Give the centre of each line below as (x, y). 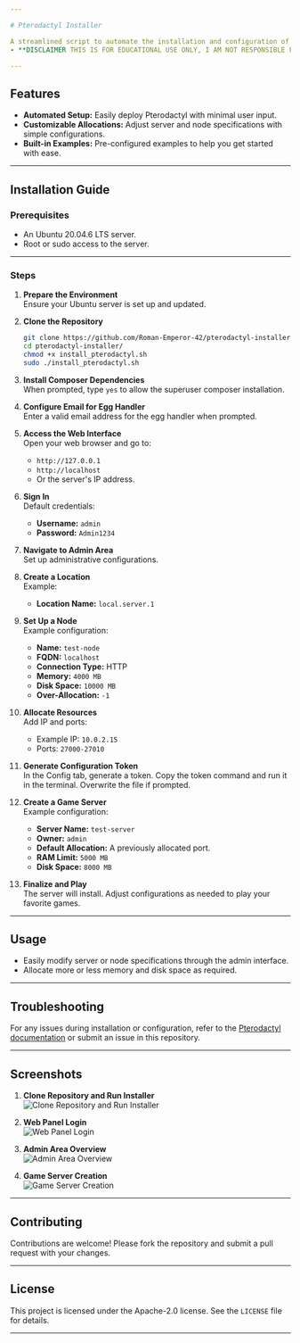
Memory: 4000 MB (69, 676)
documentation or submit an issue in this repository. (105, 1038)
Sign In (36, 496)
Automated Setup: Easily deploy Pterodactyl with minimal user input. (150, 115)
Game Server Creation (65, 1176)
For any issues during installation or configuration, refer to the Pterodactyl (146, 1028)
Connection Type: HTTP (82, 667)
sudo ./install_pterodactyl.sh (81, 362)
